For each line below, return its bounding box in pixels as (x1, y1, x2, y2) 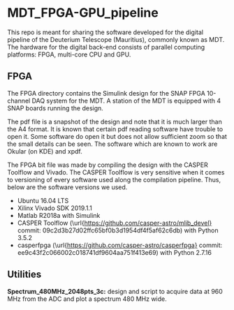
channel (7, 96, 31, 105)
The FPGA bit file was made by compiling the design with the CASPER (7, 161, 208, 169)
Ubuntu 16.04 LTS (17, 196, 69, 205)
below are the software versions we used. (7, 183, 128, 191)
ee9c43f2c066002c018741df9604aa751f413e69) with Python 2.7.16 (17, 248, 212, 256)
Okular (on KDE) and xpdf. (7, 147, 82, 155)
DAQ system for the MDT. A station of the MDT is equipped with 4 (31, 96, 221, 105)
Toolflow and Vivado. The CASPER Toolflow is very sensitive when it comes (7, 168, 225, 176)
